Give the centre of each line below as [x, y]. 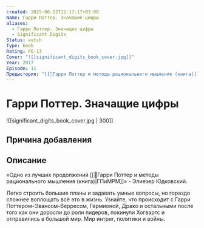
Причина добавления [49, 140]
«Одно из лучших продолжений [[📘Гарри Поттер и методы [83, 175]
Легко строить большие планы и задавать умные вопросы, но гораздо [98, 193]
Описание [26, 160]
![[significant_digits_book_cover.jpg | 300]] [60, 121]
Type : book [20, 46]
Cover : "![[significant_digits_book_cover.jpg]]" [70, 57]
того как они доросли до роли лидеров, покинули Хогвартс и [86, 212]
